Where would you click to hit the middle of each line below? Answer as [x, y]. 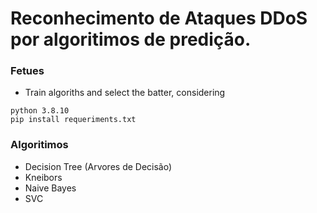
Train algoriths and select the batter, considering [125, 93]
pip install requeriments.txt [73, 120]
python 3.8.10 [40, 111]
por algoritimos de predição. [131, 39]
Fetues [27, 71]
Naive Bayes [50, 188]
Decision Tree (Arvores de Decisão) [98, 166]
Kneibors [43, 177]
